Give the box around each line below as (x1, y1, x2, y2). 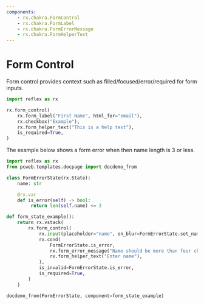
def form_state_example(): (6, 214, 75, 220)
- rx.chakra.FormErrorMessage (17, 26, 94, 32)
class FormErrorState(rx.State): (6, 175, 91, 181)
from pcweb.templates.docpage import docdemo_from (6, 164, 137, 170)
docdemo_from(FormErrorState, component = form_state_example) (6, 293, 165, 299)
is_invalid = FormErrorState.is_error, (38, 265, 135, 271)
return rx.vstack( (17, 220, 64, 226)
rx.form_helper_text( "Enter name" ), (49, 253, 143, 259)
